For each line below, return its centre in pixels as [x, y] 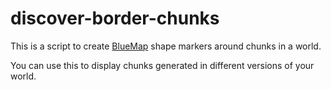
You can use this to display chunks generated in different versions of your [162, 65]
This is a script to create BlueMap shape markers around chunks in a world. [166, 46]
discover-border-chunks [115, 18]
